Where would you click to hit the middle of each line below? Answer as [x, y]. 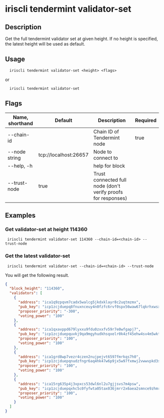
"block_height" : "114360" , [37, 289]
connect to [106, 158]
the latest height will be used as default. [45, 44]
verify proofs [108, 192]
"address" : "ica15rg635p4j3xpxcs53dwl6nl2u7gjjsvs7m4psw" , [79, 384]
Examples [20, 216]
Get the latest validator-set [38, 256]
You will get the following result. [37, 275]
